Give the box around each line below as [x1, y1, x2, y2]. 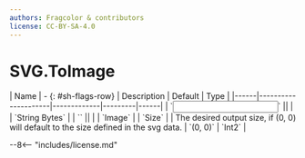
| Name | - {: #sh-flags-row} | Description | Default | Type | [9, 91, 230, 102]
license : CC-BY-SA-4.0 [9, 22, 96, 31]
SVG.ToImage [9, 61, 116, 82]
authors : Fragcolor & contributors [9, 13, 145, 23]
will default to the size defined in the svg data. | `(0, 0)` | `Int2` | [9, 122, 247, 133]
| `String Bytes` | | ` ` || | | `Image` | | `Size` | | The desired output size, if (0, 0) [9, 113, 297, 123]
